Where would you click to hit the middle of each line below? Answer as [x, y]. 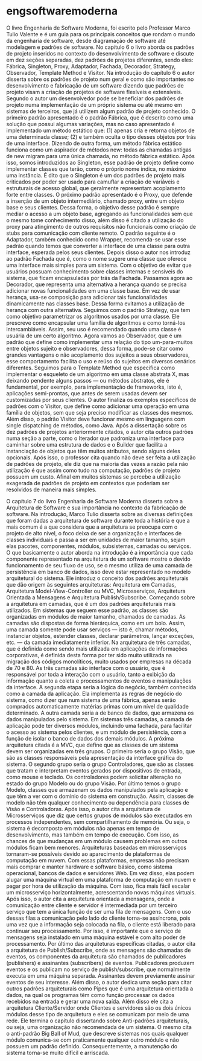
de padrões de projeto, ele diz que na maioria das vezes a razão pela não [97, 464]
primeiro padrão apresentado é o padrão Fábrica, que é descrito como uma [100, 117]
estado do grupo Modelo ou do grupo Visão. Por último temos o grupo [93, 783]
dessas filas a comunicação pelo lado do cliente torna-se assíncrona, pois [98, 918]
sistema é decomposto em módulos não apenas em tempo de [83, 828]
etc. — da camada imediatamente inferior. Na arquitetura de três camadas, [99, 642]
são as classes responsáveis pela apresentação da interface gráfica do [95, 757]
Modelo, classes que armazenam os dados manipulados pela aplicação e [97, 789]
